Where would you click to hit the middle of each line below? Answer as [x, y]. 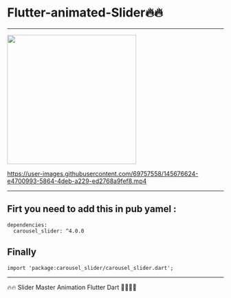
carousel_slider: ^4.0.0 [49, 231]
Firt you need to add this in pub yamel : [92, 209]
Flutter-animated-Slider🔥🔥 [85, 13]
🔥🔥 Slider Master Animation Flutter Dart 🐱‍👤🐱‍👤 [72, 287]
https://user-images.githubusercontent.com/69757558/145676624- [103, 173]
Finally [22, 252]
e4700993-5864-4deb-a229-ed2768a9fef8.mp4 [77, 181]
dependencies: [27, 225]
